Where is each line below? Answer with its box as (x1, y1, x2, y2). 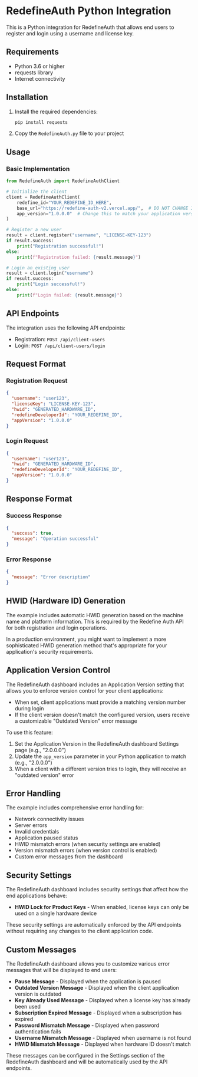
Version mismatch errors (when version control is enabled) (14, 847, 157, 854)
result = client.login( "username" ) (6, 270, 94, 276)
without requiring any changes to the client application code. (6, 927, 154, 935)
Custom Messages (6, 944, 77, 954)
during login (14, 704, 44, 712)
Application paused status (14, 834, 78, 841)
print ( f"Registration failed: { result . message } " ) (16, 254, 141, 260)
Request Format (6, 358, 66, 369)
